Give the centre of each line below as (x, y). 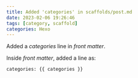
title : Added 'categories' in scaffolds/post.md (69, 12)
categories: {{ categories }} (45, 69)
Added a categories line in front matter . (56, 46)
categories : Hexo (28, 29)
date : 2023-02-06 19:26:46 (41, 18)
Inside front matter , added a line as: (51, 58)
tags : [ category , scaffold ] (42, 23)
